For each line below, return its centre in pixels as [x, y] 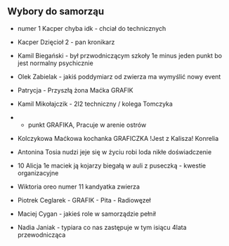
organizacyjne [38, 173]
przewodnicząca [41, 235]
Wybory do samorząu [56, 12]
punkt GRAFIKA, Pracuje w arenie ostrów [87, 125]
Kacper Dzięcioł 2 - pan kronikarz [66, 42]
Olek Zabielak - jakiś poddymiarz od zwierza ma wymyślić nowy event [119, 76]
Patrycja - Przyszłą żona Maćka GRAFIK [75, 90]
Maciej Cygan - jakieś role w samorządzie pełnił [86, 214]
